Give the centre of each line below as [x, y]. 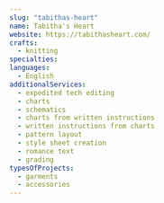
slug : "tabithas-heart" [54, 18]
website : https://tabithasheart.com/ [80, 34]
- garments [38, 176]
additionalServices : [48, 84]
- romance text [46, 151]
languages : [30, 68]
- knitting [38, 51]
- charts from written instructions [86, 118]
